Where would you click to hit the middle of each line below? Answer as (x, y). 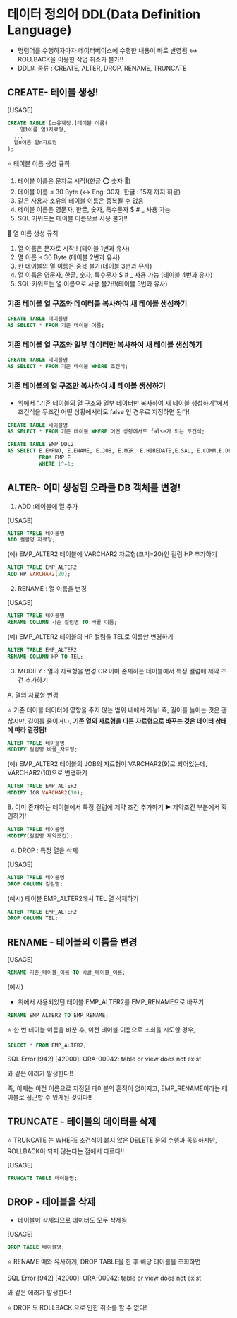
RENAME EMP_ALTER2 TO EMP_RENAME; (58, 1016)
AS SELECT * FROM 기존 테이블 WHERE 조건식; (68, 367)
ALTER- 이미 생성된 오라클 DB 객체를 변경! (94, 488)
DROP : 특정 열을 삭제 (48, 850)
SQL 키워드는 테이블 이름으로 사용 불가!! (73, 218)
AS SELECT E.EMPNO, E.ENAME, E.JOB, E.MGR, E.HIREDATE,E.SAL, (101, 451)
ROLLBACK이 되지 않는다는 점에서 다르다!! (66, 1151)
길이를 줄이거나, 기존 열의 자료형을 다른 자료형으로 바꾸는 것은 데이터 (121, 721)
